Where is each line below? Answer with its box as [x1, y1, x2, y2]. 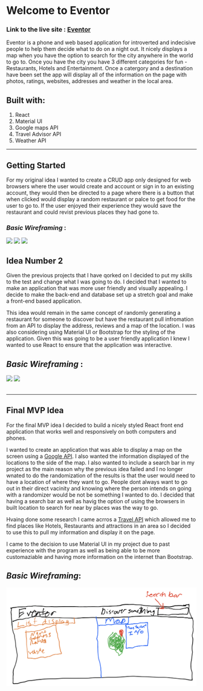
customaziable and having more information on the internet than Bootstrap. [6, 553, 193, 560]
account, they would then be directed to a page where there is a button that [6, 189, 195, 197]
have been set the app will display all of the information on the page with [6, 71, 187, 79]
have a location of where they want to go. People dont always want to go [6, 478, 188, 485]
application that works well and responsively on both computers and [6, 428, 176, 435]
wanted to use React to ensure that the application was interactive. [6, 342, 173, 349]
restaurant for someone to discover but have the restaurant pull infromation [6, 316, 194, 323]
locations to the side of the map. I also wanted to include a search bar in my [6, 458, 195, 466]
